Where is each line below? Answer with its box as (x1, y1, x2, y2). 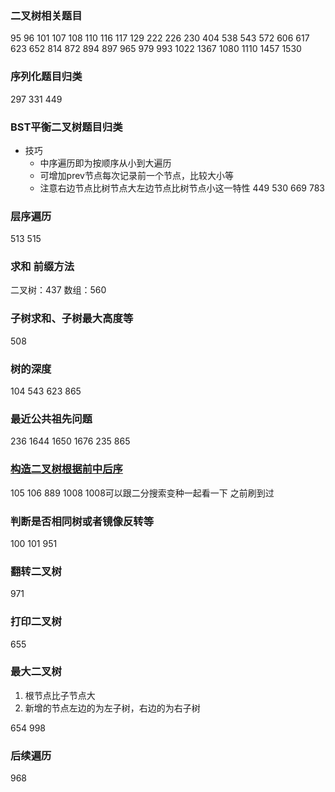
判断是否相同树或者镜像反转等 (10, 514, 155, 528)
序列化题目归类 (10, 70, 83, 84)
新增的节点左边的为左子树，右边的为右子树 (24, 702, 201, 714)
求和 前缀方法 (10, 260, 75, 274)
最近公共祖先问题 (10, 412, 93, 426)
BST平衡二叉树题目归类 (10, 120, 123, 134)
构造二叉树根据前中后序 (10, 462, 123, 476)
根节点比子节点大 (24, 689, 96, 701)
